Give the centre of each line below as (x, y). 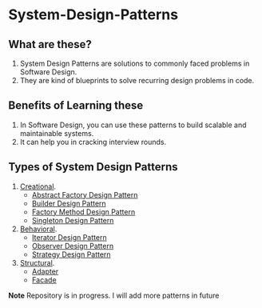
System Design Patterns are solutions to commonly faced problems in (135, 63)
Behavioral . (38, 229)
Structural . (37, 262)
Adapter (45, 271)
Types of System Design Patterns (93, 167)
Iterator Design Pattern (69, 237)
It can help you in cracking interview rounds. (93, 142)
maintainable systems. (57, 133)
